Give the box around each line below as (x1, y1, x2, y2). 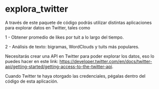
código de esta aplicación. (5, 78, 59, 84)
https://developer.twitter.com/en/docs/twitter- (59, 58, 153, 64)
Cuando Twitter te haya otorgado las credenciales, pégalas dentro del (5, 73, 146, 79)
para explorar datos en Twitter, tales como (5, 24, 91, 30)
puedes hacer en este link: (5, 58, 59, 64)
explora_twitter (5, 3, 68, 15)
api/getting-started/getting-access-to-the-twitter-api (5, 64, 113, 69)
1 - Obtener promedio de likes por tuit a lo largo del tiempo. (5, 34, 124, 40)
